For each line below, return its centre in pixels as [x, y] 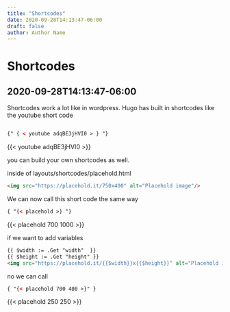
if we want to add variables [45, 237]
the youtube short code [40, 115]
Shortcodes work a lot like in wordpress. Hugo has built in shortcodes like [111, 108]
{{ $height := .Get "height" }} [53, 257]
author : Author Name [37, 32]
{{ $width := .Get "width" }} [52, 250]
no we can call [27, 276]
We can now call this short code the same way [73, 199]
